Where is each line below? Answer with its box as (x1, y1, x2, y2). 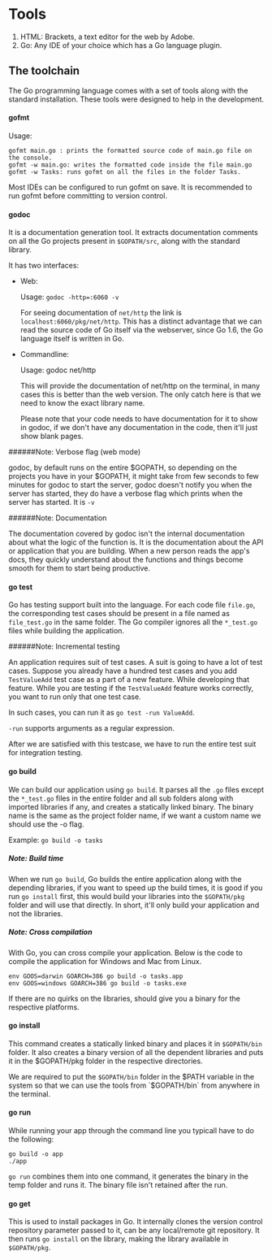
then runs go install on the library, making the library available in (8, 1234, 229, 1244)
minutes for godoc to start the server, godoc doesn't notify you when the (8, 480, 253, 490)
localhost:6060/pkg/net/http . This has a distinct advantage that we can (19, 316, 262, 326)
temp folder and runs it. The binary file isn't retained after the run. (8, 1180, 228, 1189)
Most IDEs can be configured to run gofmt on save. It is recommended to (8, 182, 253, 192)
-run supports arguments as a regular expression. (8, 723, 175, 733)
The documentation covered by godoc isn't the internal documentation (8, 529, 245, 539)
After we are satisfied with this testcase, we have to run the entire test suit (8, 739, 257, 749)
